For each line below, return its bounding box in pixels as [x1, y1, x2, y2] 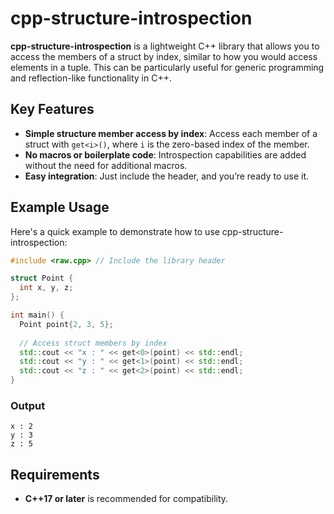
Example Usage [10, 199, 110, 216]
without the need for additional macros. [24, 159, 188, 171]
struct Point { [10, 273, 74, 284]
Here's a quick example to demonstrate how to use [10, 225, 220, 237]
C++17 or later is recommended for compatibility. [24, 493, 229, 505]
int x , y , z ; [19, 283, 74, 293]
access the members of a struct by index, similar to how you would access [10, 50, 318, 62]
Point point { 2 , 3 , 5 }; [19, 319, 114, 329]
